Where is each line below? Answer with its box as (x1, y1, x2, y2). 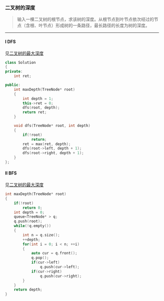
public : (5, 82, 21, 87)
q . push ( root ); (14, 219, 42, 224)
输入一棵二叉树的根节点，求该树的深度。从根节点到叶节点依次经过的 (17, 16, 154, 23)
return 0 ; (22, 205, 42, 210)
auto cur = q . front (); (31, 251, 78, 256)
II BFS (5, 170, 17, 176)
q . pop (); (31, 255, 49, 260)
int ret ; (14, 74, 32, 79)
